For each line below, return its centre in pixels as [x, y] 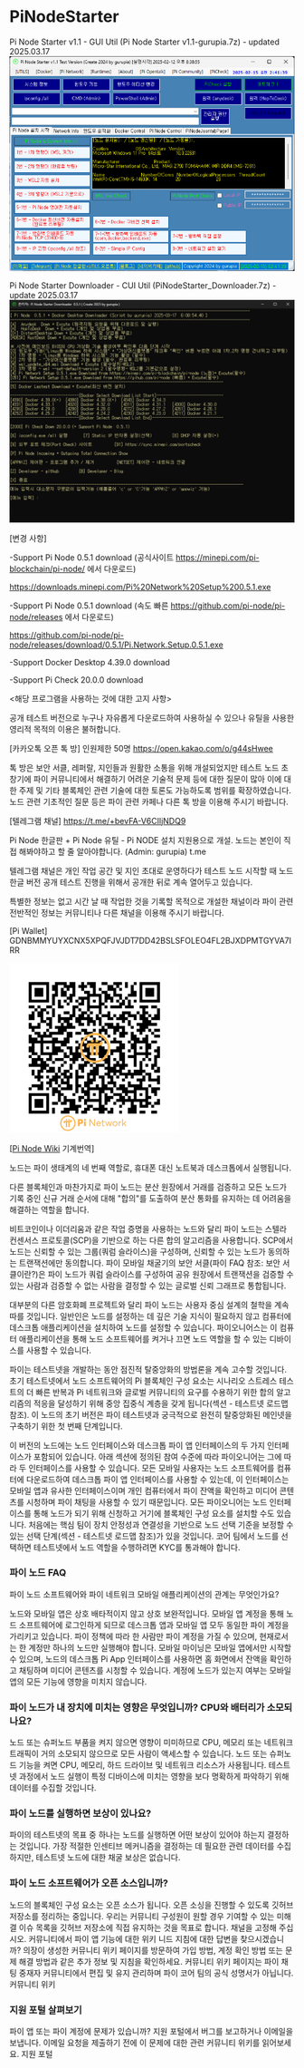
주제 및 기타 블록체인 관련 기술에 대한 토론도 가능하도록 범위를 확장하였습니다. [155, 790]
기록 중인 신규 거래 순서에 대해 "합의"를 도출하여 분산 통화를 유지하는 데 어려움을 [151, 1198]
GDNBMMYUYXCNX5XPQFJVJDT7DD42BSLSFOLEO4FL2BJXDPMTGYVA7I [151, 940]
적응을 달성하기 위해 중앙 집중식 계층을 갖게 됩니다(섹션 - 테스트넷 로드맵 [161, 1403]
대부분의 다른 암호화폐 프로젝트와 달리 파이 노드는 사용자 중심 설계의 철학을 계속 [149, 1305]
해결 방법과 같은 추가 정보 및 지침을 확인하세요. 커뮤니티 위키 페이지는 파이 [149, 1961]
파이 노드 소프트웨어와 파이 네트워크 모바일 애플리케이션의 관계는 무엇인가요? [144, 1594]
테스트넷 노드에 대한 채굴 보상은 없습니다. [108, 1858]
